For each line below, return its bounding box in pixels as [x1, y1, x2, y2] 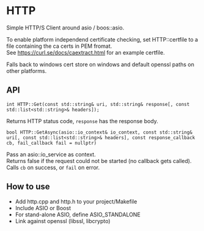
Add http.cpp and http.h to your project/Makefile [15, 197, 137, 205]
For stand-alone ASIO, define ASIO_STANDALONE [15, 211, 140, 218]
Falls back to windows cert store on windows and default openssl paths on [6, 61, 194, 68]
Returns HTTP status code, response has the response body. [6, 117, 159, 124]
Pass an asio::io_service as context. [6, 151, 96, 158]
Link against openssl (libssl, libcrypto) [15, 217, 111, 224]
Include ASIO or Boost [15, 204, 71, 211]
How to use [6, 181, 50, 192]
